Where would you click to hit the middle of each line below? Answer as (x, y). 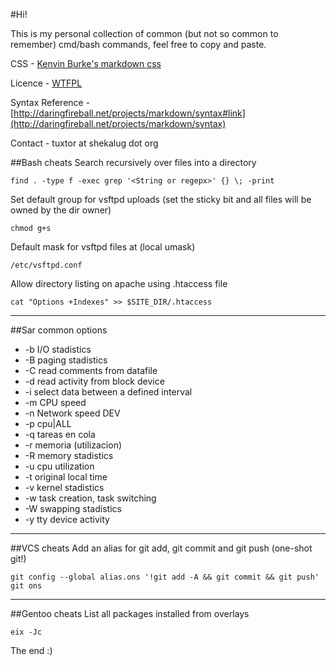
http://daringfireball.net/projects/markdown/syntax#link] (129, 113)
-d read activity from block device (94, 381)
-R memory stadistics (69, 455)
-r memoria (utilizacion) (73, 445)
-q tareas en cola (60, 434)
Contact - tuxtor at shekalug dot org (84, 143)
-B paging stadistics (66, 360)
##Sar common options (59, 330)
